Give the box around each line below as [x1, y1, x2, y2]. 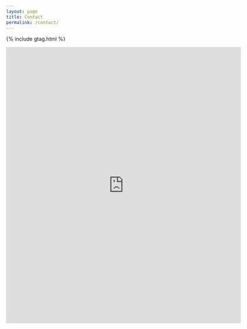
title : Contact [6, 14, 43, 20]
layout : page [6, 8, 38, 15]
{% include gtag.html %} [6, 36, 66, 43]
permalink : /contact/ [6, 19, 59, 25]
